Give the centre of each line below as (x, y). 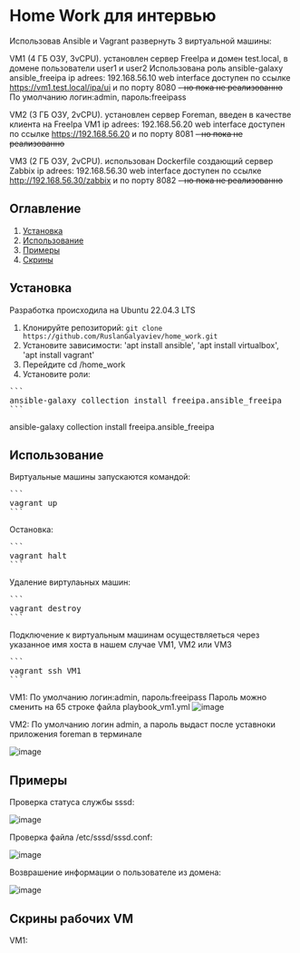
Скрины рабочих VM (72, 918)
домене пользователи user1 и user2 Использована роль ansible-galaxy (146, 68)
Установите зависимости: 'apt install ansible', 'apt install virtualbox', (150, 345)
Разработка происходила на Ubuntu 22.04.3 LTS (103, 310)
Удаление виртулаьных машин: (70, 582)
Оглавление (45, 209)
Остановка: (32, 530)
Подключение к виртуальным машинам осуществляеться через (135, 635)
